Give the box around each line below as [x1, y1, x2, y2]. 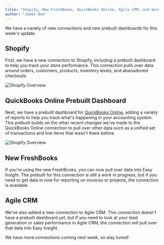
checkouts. [5, 73, 28, 79]
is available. [5, 182, 29, 188]
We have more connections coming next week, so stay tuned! [5, 234, 129, 240]
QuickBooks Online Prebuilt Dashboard [5, 96, 126, 105]
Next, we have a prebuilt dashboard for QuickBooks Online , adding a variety [5, 109, 158, 115]
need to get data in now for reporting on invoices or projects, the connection [5, 177, 159, 183]
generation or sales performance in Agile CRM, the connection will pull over [5, 220, 157, 225]
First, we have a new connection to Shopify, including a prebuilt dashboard [5, 57, 156, 63]
